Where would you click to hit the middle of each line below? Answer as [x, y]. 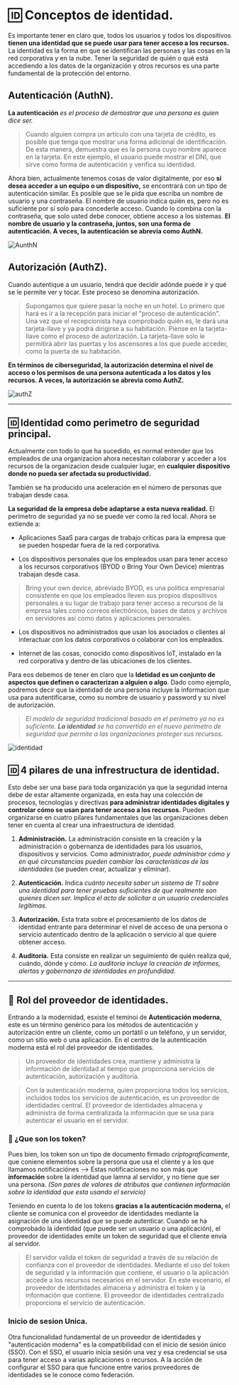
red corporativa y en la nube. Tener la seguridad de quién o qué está [108, 58]
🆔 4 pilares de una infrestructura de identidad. [114, 770]
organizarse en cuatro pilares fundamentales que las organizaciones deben [118, 818]
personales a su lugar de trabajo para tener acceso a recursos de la [124, 603]
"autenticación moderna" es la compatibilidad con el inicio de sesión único [117, 1344]
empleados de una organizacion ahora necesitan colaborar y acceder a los [117, 458]
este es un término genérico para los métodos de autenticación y [103, 1025]
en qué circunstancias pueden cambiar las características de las [113, 862]
